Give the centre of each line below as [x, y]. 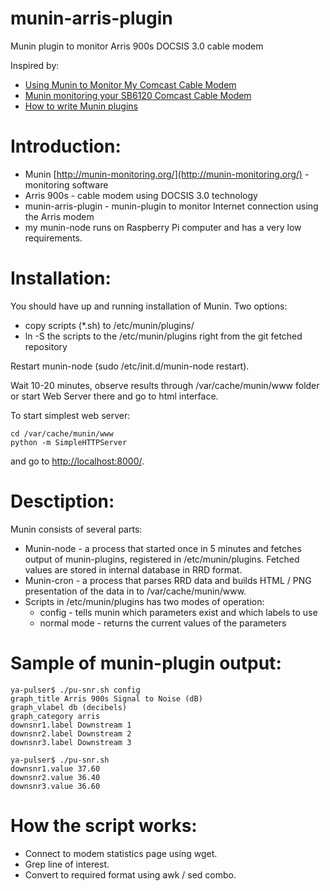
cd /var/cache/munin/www [62, 433]
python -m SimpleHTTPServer [69, 442]
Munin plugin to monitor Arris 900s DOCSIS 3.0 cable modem [137, 46]
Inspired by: [35, 65]
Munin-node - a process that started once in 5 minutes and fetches [163, 548]
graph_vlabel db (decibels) [69, 707]
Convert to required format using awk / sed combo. [130, 874]
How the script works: [104, 825]
